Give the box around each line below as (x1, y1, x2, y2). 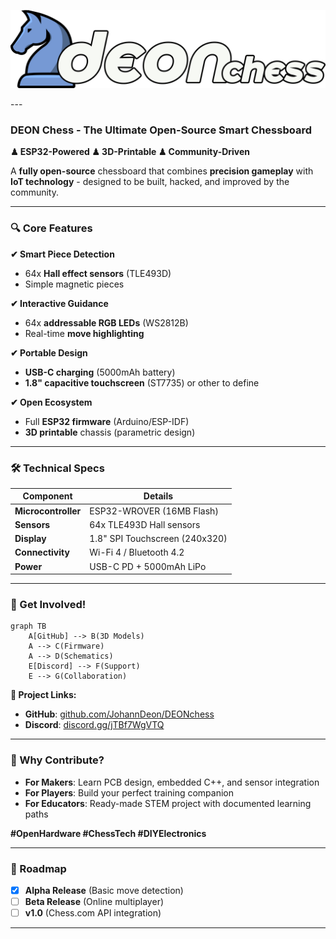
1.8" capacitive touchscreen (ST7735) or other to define (24, 376, 260, 389)
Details (143, 490, 174, 502)
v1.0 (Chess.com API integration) (24, 907, 162, 919)
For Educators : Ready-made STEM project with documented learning (24, 797, 312, 809)
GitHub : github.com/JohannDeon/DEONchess (24, 708, 215, 720)
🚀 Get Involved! (10, 598, 87, 612)
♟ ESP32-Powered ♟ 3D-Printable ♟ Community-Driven (10, 146, 251, 158)
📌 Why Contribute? (10, 753, 105, 767)
